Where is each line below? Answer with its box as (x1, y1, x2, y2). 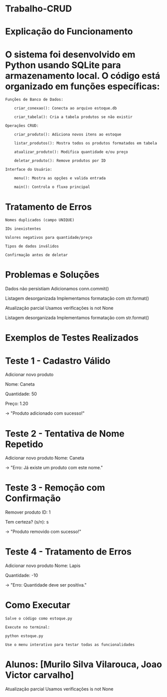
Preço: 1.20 (5, 401, 28, 407)
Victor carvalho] (5, 670, 74, 681)
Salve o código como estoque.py (5, 616, 72, 621)
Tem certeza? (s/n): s (5, 519, 49, 525)
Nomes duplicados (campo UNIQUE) (5, 218, 75, 223)
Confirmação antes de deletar (5, 253, 68, 258)
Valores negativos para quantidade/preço (5, 235, 93, 240)
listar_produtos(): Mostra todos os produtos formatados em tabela (14, 141, 157, 146)
